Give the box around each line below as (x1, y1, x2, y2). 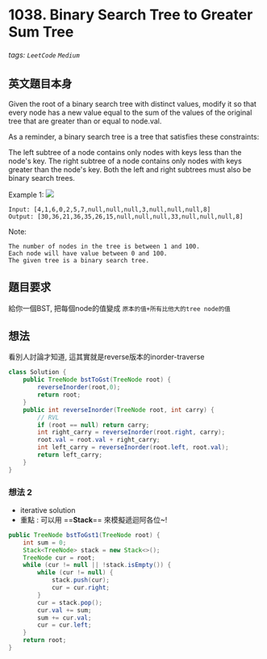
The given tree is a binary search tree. (8, 256, 150, 264)
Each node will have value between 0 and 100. (8, 249, 168, 258)
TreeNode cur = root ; (23, 553, 95, 562)
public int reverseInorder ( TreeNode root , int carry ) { (23, 405, 215, 413)
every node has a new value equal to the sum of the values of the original (8, 107, 252, 117)
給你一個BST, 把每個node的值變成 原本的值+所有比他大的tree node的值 (8, 303, 232, 313)
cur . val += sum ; (37, 606, 92, 615)
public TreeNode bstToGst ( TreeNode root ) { (23, 376, 172, 384)
